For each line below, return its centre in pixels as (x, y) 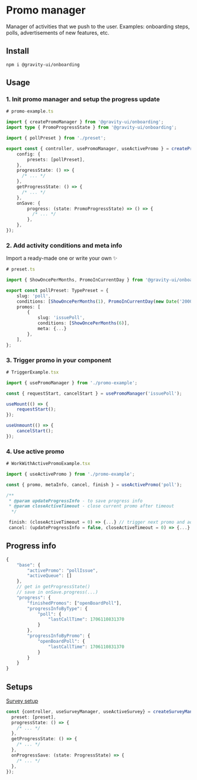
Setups (20, 687)
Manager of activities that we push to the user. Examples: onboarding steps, (98, 26)
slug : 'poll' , (34, 296)
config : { (29, 154)
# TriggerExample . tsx (33, 372)
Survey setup (22, 701)
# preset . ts (21, 269)
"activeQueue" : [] (50, 576)
